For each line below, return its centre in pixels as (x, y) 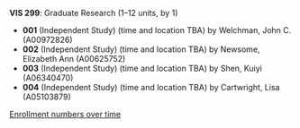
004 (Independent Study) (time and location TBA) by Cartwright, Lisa (151, 87)
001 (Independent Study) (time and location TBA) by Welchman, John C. (157, 30)
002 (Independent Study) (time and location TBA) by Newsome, (141, 49)
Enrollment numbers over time (65, 114)
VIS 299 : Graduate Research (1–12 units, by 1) (94, 13)
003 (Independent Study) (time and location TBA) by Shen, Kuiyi (142, 68)
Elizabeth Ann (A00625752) (74, 59)
